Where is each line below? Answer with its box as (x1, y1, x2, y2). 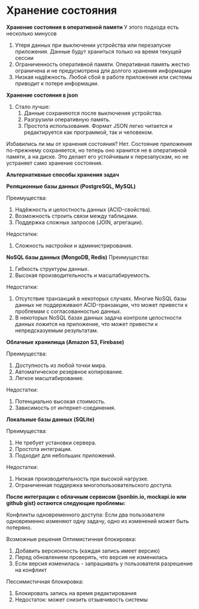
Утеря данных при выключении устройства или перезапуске (14, 41, 171, 49)
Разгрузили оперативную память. (23, 115, 111, 123)
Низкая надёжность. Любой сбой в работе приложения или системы (14, 73, 192, 80)
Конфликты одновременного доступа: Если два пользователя (6, 511, 165, 518)
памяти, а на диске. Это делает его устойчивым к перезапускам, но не (6, 153, 189, 160)
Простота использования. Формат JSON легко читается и (23, 122, 173, 129)
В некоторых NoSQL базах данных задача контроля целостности (14, 314, 182, 321)
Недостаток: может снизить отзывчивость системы (14, 596, 148, 603)
